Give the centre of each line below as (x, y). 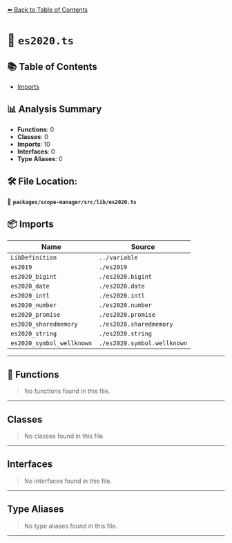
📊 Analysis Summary (55, 109)
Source (143, 247)
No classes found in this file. (64, 436)
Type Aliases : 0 (40, 158)
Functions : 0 (36, 129)
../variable (118, 258)
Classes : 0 (32, 136)
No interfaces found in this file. (68, 481)
